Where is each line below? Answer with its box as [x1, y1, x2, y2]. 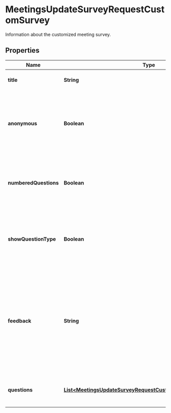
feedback [8, 317, 32, 324]
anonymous [8, 120, 37, 127]
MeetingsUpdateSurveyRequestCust [5, 4, 165, 15]
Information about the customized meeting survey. [5, 31, 111, 37]
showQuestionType [8, 235, 56, 242]
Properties [5, 46, 40, 55]
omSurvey [5, 14, 50, 26]
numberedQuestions [8, 179, 59, 186]
